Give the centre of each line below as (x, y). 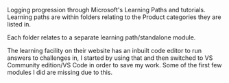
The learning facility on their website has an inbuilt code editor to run (105, 51)
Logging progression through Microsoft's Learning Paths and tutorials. (106, 10)
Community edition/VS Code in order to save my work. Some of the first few (114, 65)
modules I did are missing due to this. (60, 72)
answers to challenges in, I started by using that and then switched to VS (110, 58)
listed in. (19, 24)
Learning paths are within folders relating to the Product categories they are (114, 17)
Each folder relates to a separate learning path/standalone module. (101, 37)
